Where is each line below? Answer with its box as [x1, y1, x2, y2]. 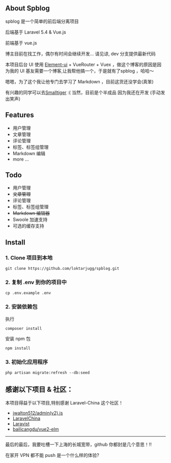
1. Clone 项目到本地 [5, 254, 53, 261]
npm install [5, 346, 31, 351]
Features [5, 111, 34, 119]
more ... [12, 156, 29, 162]
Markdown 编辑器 [12, 210, 50, 217]
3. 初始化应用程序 [5, 358, 48, 365]
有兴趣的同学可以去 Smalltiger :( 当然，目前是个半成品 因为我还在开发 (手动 [5, 89, 161, 96]
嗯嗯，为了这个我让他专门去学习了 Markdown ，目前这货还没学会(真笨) [5, 78, 154, 84]
